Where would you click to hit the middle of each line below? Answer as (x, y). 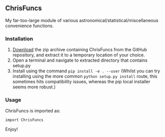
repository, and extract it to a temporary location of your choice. (79, 55)
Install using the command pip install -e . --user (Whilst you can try (86, 71)
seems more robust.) (34, 87)
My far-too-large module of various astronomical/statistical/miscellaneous (82, 20)
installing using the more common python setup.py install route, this (85, 76)
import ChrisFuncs (24, 120)
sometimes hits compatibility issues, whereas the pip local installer (81, 82)
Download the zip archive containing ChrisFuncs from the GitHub (79, 50)
